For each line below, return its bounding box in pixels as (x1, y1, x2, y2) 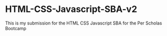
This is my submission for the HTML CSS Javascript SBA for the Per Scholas (5, 20, 162, 26)
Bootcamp (5, 25, 26, 31)
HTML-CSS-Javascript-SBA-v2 (5, 3, 138, 15)
